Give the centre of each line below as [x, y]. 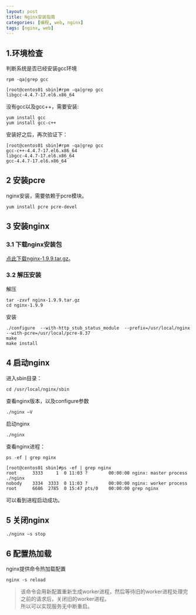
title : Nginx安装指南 [31, 17]
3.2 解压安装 [24, 275]
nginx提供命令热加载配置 [36, 569]
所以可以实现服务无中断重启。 [56, 606]
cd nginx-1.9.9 [25, 305]
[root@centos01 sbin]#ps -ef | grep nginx [59, 468]
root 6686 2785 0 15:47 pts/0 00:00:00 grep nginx [82, 488]
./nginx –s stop [26, 534]
